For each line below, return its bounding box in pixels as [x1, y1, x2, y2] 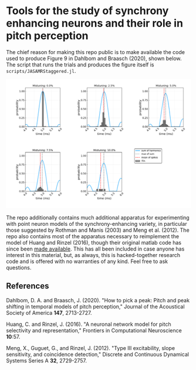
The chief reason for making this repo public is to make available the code [6, 48, 185, 55]
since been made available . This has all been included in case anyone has [6, 245, 185, 252]
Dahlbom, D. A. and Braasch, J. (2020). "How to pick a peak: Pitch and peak [6, 296, 190, 304]
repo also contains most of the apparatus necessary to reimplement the [6, 232, 180, 239]
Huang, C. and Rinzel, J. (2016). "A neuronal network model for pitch [6, 321, 171, 328]
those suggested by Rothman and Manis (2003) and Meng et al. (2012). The [6, 226, 190, 234]
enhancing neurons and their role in [6, 16, 184, 30]
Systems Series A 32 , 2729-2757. [6, 357, 87, 364]
